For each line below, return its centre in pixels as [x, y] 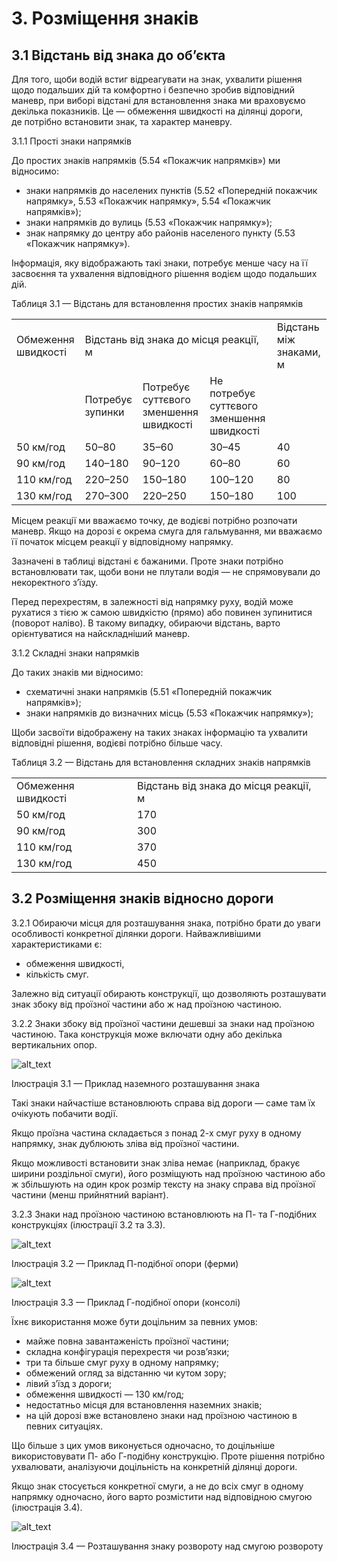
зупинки [104, 412]
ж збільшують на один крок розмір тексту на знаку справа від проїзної [163, 1184]
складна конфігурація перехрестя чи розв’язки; [127, 1351]
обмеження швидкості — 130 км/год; [104, 1394]
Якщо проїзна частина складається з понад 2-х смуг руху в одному [156, 1133]
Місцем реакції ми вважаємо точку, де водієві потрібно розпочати [154, 520]
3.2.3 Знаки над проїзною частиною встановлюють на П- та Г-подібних [164, 1214]
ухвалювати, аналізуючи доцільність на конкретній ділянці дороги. [154, 1466]
